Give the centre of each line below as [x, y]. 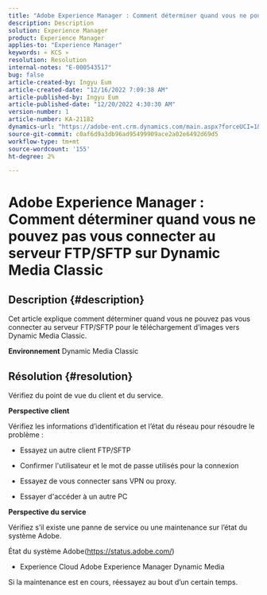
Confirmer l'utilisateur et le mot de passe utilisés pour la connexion [129, 466]
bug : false [26, 75]
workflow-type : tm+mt [44, 141]
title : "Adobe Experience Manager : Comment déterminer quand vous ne [128, 16]
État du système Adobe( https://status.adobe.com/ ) [91, 551]
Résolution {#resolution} [71, 376]
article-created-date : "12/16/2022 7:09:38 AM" [89, 90]
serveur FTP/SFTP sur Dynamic [114, 254]
